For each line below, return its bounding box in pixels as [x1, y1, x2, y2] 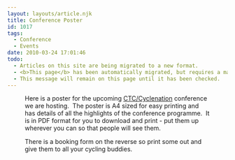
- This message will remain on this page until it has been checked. [13, 75, 220, 82]
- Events [13, 43, 39, 50]
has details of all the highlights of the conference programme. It [24, 109, 210, 117]
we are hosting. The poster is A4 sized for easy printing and [24, 102, 199, 110]
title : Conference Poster [7, 17, 83, 24]
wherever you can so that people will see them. [24, 124, 161, 133]
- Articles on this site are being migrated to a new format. [13, 62, 199, 69]
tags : [7, 29, 23, 37]
